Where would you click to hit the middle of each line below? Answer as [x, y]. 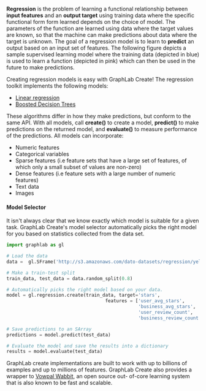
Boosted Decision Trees [45, 104]
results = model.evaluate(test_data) [55, 352]
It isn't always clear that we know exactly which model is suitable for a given [103, 221]
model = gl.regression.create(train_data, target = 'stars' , [83, 295]
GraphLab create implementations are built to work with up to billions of [97, 363]
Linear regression [37, 98]
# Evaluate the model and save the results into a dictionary [87, 346]
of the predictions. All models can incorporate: [65, 135]
